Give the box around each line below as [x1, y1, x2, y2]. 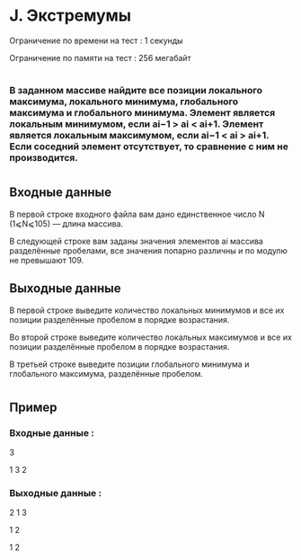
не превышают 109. [9, 254, 84, 265]
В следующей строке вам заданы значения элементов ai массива [9, 236, 263, 246]
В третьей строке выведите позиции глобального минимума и [9, 359, 250, 369]
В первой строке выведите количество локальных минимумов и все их [9, 305, 285, 316]
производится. [9, 152, 79, 164]
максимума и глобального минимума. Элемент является [9, 107, 276, 120]
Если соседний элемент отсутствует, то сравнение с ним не [9, 140, 289, 153]
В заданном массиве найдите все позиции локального [9, 84, 263, 97]
